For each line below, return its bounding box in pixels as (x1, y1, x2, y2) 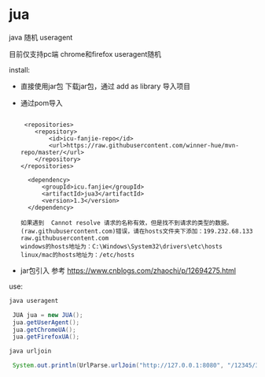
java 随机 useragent (9, 32, 73, 42)
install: (9, 65, 31, 74)
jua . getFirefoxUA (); (12, 333, 80, 341)
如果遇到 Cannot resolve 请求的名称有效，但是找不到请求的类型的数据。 (20, 218, 233, 226)
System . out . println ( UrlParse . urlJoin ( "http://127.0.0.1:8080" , (12, 361, 224, 370)
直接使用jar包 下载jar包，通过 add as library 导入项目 (20, 81, 191, 91)
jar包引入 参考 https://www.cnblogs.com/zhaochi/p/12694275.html (20, 266, 237, 275)
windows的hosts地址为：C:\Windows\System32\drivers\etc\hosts (20, 242, 223, 250)
